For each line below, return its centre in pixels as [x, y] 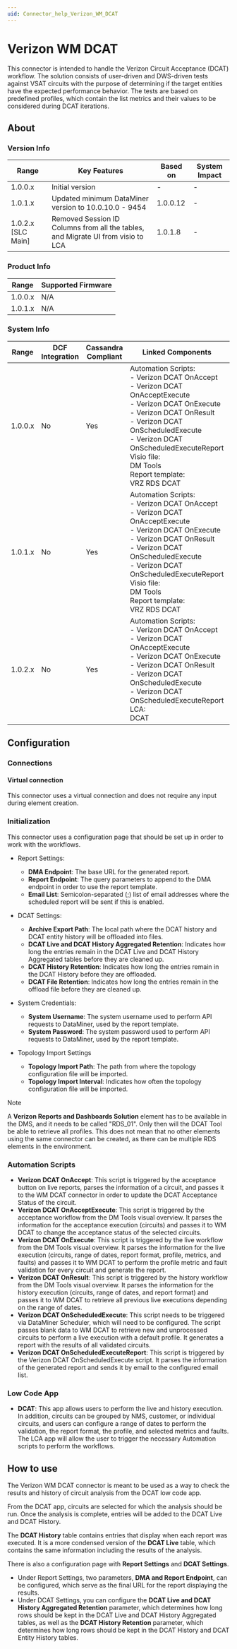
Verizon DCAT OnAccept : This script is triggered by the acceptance [117, 1179]
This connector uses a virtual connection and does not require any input [112, 796]
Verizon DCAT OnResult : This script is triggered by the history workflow [122, 1277]
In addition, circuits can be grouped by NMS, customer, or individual [116, 1416]
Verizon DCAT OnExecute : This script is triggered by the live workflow [120, 1239]
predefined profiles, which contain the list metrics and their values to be [112, 98]
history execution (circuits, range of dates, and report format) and [113, 1292]
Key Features [101, 171]
